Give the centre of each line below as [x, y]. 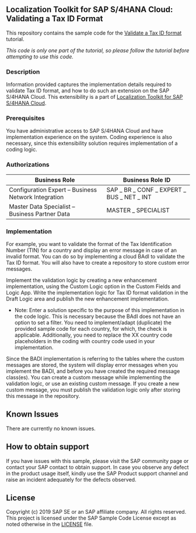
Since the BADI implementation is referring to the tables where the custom [95, 359]
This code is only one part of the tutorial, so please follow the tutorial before [98, 50]
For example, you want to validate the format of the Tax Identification [89, 244]
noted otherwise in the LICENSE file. [50, 524]
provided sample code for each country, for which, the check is [91, 329]
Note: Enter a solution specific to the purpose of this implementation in [99, 310]
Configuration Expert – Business [53, 189]
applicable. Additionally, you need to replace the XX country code [93, 335]
